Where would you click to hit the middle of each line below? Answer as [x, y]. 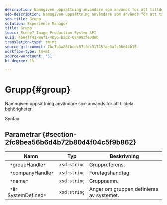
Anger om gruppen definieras [124, 189]
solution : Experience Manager [37, 24]
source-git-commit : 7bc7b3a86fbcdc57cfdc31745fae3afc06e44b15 [71, 47]
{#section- [59, 134]
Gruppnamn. [104, 181]
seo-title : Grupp [23, 19]
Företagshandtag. [110, 173]
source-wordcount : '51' [30, 56]
